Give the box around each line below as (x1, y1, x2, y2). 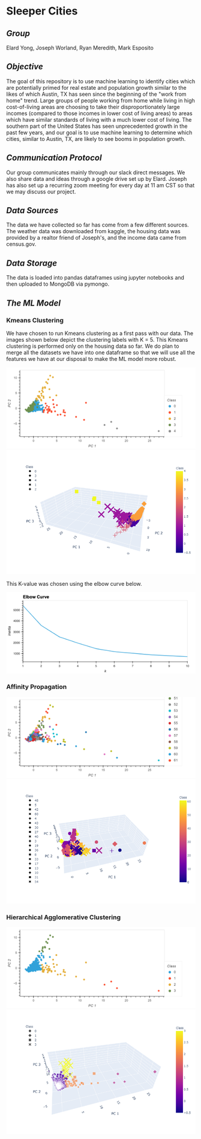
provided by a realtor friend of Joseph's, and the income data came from (6, 234, 187, 242)
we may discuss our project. (6, 188, 76, 195)
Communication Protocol (6, 152, 102, 163)
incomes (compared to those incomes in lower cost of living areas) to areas (6, 110, 193, 117)
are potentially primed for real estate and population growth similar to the (6, 84, 187, 91)
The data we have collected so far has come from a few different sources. (6, 221, 189, 228)
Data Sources (6, 206, 59, 216)
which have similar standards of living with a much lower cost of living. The (6, 116, 192, 123)
